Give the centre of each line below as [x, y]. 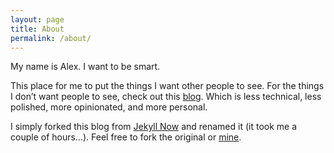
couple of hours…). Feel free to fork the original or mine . [126, 137]
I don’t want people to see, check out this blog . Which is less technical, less [166, 97]
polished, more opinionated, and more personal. [109, 107]
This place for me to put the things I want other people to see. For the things [167, 86]
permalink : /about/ [51, 38]
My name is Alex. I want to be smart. [85, 67]
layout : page [37, 19]
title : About [37, 29]
